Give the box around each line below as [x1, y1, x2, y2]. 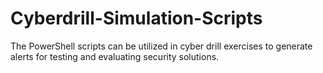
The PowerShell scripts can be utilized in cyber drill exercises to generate [10, 40, 313, 52]
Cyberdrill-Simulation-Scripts [10, 7, 263, 30]
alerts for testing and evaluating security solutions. [10, 50, 220, 62]
